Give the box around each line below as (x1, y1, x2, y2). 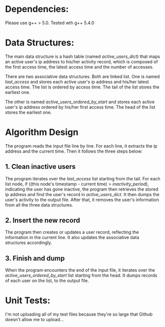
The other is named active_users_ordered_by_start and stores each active (5, 99, 155, 105)
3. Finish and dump (5, 254, 65, 262)
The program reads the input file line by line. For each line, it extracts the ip (5, 143, 158, 149)
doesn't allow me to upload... (5, 317, 64, 323)
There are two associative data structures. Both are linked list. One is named (5, 73, 160, 80)
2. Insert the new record (5, 216, 80, 225)
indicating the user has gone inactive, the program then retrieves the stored (5, 186, 159, 192)
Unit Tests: (5, 295, 51, 306)
